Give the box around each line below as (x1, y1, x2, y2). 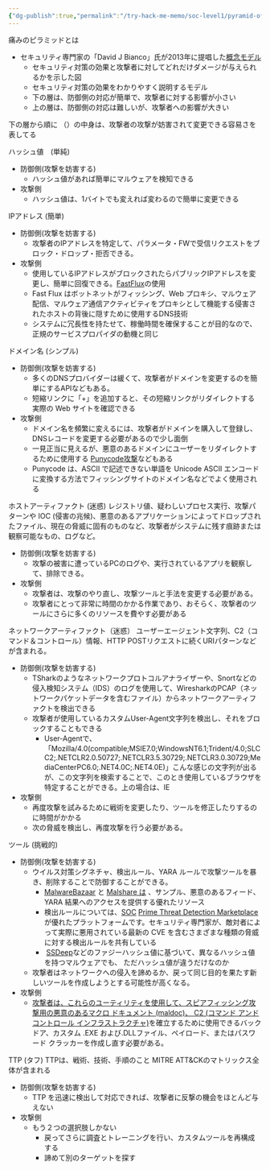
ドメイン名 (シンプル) (8, 345, 79, 355)
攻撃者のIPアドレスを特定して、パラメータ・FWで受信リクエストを (31, 238, 253, 248)
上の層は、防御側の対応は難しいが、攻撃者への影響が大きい (31, 102, 230, 112)
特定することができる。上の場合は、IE (43, 782, 170, 792)
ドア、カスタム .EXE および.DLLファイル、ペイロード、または (31, 1027, 235, 1037)
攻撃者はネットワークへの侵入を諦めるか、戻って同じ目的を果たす (31, 967, 251, 977)
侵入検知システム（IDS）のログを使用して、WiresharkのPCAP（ (31, 683, 243, 692)
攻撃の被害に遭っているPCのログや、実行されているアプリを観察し (31, 558, 253, 568)
